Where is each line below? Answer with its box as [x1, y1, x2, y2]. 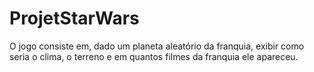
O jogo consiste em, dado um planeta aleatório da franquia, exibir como [9, 40, 305, 52]
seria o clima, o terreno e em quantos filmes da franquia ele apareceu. [9, 50, 299, 62]
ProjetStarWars [9, 7, 140, 30]
